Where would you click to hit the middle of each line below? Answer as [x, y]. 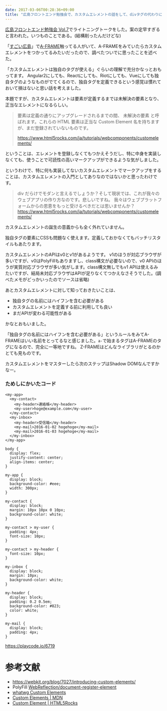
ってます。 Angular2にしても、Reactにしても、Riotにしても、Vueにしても [80, 75]
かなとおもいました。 [27, 324]
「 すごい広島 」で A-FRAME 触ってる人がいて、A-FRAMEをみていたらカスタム [83, 46]
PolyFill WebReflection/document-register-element [64, 687]
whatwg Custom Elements [39, 692]
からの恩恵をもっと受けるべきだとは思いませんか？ [83, 206]
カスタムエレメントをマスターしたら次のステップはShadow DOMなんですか [82, 363]
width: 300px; [24, 488]
